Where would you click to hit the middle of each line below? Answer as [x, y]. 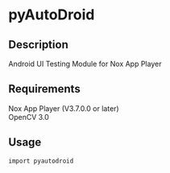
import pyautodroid [41, 161]
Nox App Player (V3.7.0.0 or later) [64, 108]
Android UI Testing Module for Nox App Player [85, 64]
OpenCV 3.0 [29, 117]
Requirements [44, 89]
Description [38, 45]
